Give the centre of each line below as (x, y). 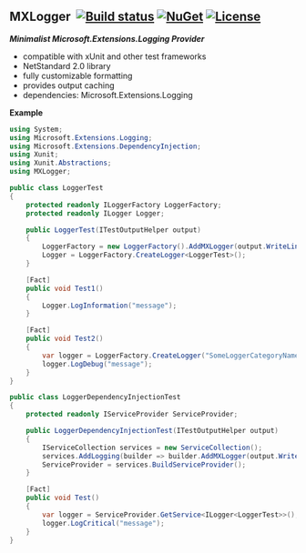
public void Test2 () (65, 339)
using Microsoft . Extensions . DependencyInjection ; (106, 146)
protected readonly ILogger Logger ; (96, 213)
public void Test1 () (65, 288)
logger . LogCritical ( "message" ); (104, 523)
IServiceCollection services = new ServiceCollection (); (152, 447)
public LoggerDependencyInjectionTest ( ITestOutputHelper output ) (153, 431)
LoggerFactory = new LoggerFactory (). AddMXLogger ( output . (154, 246)
